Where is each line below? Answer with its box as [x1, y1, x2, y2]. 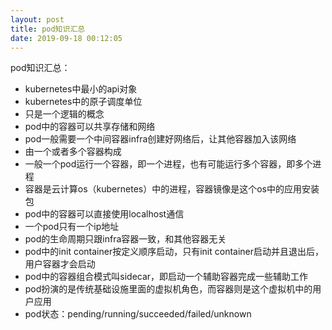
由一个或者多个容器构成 [24, 146, 122, 158]
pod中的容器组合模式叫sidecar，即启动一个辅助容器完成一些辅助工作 [24, 271, 309, 283]
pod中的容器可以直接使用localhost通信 [24, 208, 185, 220]
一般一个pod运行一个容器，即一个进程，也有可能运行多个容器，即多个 [24, 158, 313, 170]
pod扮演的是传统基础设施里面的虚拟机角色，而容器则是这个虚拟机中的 [24, 283, 313, 295]
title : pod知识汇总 [10, 24, 86, 34]
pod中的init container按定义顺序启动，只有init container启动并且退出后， [24, 246, 325, 258]
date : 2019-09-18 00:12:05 [10, 33, 123, 43]
